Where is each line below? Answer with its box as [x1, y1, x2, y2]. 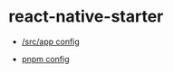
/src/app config [21, 36, 81, 47]
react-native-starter [8, 6, 164, 27]
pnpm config [21, 53, 70, 64]
